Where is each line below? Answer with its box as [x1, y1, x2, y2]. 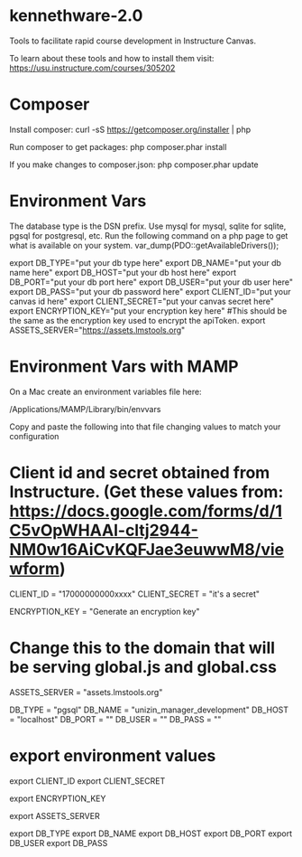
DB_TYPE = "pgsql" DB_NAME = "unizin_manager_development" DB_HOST [9, 704, 289, 715]
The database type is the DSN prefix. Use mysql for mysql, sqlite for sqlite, [9, 221, 287, 231]
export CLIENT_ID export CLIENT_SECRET [9, 775, 166, 786]
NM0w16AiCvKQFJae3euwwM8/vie [9, 539, 285, 560]
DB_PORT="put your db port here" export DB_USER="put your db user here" [9, 277, 294, 287]
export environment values [9, 745, 216, 766]
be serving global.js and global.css [9, 656, 278, 677]
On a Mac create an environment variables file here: [9, 386, 202, 397]
